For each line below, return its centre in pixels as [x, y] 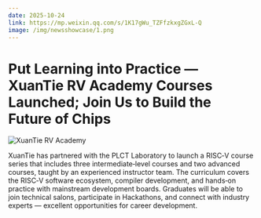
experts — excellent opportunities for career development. [103, 205]
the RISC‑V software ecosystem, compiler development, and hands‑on [122, 180]
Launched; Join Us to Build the [110, 102]
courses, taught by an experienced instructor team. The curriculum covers [129, 173]
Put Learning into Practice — [103, 69]
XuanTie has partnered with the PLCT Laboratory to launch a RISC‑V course [131, 156]
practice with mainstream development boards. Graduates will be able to [126, 189]
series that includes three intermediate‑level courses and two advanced [124, 164]
